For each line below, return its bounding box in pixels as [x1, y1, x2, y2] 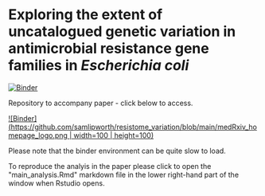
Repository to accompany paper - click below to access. [8, 98, 193, 108]
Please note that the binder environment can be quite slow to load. [8, 146, 227, 155]
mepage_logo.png [8, 130, 68, 140]
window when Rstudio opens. [8, 178, 105, 188]
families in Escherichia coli [8, 57, 189, 75]
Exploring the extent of [8, 6, 163, 24]
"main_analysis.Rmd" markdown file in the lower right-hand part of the [8, 170, 240, 179]
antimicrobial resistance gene [8, 40, 209, 57]
